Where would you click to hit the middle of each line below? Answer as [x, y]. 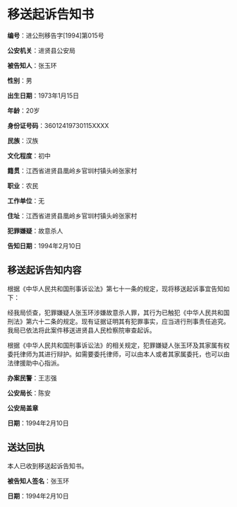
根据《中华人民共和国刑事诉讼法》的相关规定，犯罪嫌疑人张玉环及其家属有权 [119, 345]
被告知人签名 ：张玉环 [38, 481]
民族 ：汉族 [23, 140]
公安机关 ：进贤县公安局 [41, 50]
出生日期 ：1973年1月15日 [43, 95]
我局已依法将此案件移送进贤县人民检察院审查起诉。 [81, 330]
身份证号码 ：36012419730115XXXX [58, 125]
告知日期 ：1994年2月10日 [44, 245]
